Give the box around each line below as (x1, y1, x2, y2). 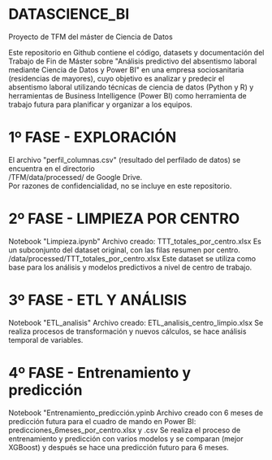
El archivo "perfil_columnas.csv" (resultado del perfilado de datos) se (8, 155, 241, 164)
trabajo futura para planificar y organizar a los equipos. (8, 99, 193, 109)
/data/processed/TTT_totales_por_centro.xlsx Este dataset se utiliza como (8, 253, 257, 263)
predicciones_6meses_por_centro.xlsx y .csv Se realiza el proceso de (8, 425, 241, 435)
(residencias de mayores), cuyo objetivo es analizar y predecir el (8, 73, 225, 83)
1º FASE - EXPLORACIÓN (8, 128, 177, 147)
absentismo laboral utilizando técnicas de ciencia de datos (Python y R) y (8, 82, 254, 92)
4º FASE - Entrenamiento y (8, 363, 192, 382)
